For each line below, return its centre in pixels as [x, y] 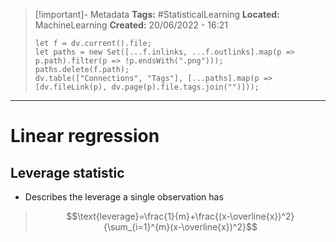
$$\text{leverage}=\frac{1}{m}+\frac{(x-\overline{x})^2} [180, 216]
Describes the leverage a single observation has [124, 197]
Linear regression [85, 136]
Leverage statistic [67, 172]
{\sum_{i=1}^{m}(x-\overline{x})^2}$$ [180, 227]
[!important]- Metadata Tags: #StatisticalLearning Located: [157, 14]
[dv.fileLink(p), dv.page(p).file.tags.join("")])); [147, 87]
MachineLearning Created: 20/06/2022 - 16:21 [131, 25]
